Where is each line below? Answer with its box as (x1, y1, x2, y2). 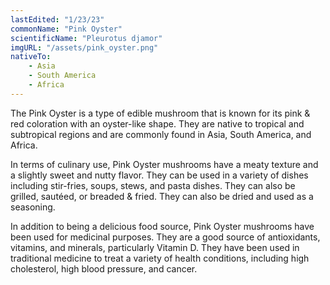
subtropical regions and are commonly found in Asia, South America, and (10, 128, 312, 140)
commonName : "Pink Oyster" (10, 24, 123, 34)
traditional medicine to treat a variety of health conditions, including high (10, 252, 310, 264)
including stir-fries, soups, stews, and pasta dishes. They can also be (10, 179, 296, 191)
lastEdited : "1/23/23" (10, 14, 105, 25)
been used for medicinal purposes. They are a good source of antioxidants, (10, 231, 321, 243)
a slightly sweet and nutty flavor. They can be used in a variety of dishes (10, 169, 309, 181)
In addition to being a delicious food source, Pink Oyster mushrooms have (10, 220, 315, 232)
